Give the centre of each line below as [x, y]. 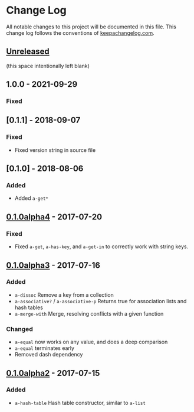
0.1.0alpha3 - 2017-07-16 [53, 265]
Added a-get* [32, 198]
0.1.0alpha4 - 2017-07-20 [54, 217]
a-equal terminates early [45, 348]
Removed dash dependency [49, 355]
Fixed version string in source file [55, 150]
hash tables [29, 307]
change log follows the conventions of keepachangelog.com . [80, 33]
